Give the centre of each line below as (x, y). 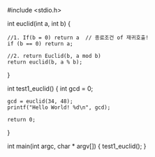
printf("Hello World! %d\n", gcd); (59, 107)
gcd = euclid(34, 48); (40, 101)
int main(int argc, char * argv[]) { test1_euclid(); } (77, 146)
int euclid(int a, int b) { (39, 23)
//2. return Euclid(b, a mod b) (54, 56)
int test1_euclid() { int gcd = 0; (50, 89)
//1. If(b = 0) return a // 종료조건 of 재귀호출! (78, 38)
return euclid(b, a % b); (45, 62)
